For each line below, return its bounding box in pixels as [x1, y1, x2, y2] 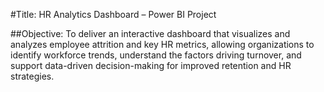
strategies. [10, 70, 55, 82]
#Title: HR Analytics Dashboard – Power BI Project [10, 9, 217, 20]
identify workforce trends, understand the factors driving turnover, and [10, 49, 302, 61]
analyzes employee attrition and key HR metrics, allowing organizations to [10, 39, 315, 50]
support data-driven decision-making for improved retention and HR [10, 60, 292, 71]
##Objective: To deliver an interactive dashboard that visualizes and [10, 28, 291, 39]
